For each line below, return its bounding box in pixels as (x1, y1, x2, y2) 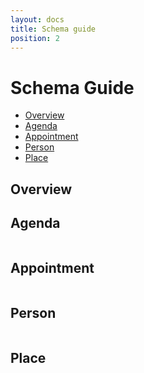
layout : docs (10, 14, 65, 25)
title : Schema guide (10, 24, 97, 34)
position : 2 (10, 33, 60, 43)
